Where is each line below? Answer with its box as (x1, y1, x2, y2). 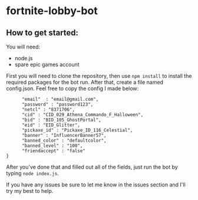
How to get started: (6, 28, 78, 38)
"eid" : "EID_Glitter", (21, 122, 81, 128)
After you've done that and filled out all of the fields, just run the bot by (6, 163, 178, 171)
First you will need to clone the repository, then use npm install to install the (6, 73, 192, 79)
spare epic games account (14, 61, 80, 68)
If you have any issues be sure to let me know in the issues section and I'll (6, 181, 186, 188)
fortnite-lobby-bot (6, 4, 98, 18)
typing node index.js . (6, 170, 59, 176)
